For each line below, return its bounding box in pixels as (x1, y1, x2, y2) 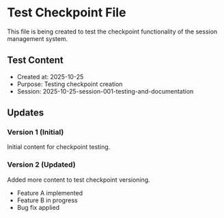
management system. (7, 34, 68, 42)
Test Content (7, 55, 64, 66)
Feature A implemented (16, 189, 83, 197)
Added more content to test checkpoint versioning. (7, 176, 150, 184)
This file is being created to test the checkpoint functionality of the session (7, 27, 218, 36)
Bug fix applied (16, 203, 60, 211)
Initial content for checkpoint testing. (7, 143, 111, 151)
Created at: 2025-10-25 (16, 72, 84, 81)
